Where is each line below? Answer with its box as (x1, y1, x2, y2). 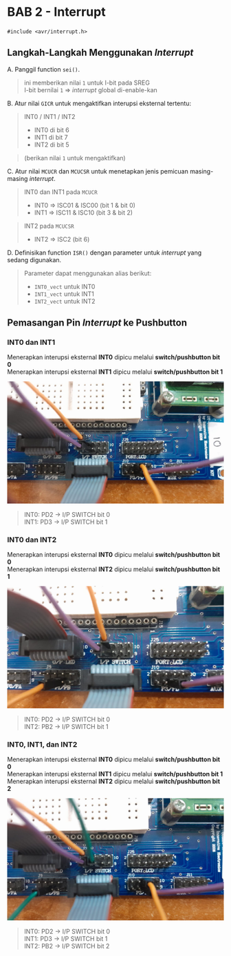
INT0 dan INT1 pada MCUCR (23, 187, 98, 196)
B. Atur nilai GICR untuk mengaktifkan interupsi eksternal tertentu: (7, 99, 191, 107)
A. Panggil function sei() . (7, 65, 80, 73)
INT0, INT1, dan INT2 (7, 739, 78, 749)
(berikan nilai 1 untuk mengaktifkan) (23, 153, 126, 162)
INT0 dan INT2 (7, 535, 57, 544)
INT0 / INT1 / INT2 (23, 112, 76, 120)
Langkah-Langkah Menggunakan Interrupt (7, 47, 194, 59)
